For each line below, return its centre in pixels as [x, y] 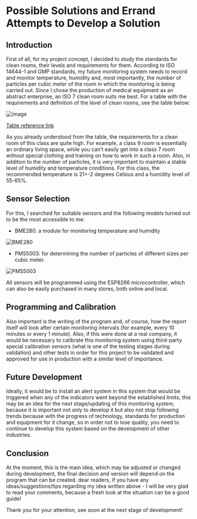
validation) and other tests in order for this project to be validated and [90, 352]
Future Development [44, 377]
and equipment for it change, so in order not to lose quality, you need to [93, 422]
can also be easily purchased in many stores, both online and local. [87, 288]
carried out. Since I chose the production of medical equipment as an [90, 90]
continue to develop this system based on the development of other [88, 429]
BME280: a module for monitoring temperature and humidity [87, 231]
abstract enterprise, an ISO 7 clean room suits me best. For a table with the [96, 96]
